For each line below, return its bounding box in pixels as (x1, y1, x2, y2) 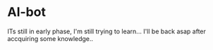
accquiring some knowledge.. (7, 34, 94, 42)
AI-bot (7, 4, 46, 20)
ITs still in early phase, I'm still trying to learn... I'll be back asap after (7, 27, 207, 35)
